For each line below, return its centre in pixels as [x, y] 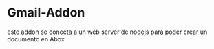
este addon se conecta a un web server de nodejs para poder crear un [107, 32]
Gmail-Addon [46, 13]
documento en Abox [36, 39]
